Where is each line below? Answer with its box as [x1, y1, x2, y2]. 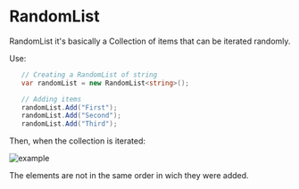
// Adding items [21, 94, 82, 103]
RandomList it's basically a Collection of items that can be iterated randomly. [9, 36, 291, 46]
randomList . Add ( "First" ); [21, 103, 118, 112]
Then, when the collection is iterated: [9, 136, 145, 146]
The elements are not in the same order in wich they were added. [9, 170, 249, 181]
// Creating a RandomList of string [21, 70, 158, 79]
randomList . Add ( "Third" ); [21, 119, 118, 128]
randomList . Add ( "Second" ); [21, 111, 122, 120]
